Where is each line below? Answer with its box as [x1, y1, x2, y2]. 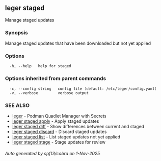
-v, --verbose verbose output [9, 90, 89, 95]
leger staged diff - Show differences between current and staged [12, 124, 144, 129]
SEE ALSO [5, 102, 30, 108]
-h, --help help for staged [9, 64, 71, 69]
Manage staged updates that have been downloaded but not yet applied [5, 40, 151, 46]
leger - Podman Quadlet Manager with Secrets [12, 113, 107, 119]
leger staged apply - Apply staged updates [12, 118, 99, 124]
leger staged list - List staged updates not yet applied [12, 134, 121, 139]
